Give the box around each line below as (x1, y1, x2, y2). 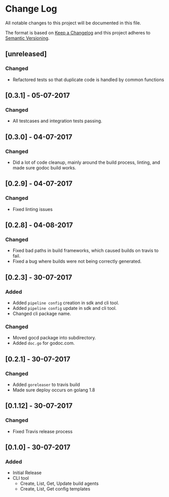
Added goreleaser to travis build (12, 381, 80, 388)
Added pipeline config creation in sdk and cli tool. (12, 300, 119, 306)
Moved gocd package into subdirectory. (12, 335, 96, 341)
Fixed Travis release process (12, 428, 73, 434)
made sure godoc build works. (12, 165, 76, 170)
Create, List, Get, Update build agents (20, 480, 99, 487)
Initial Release (12, 470, 42, 476)
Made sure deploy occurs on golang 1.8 (12, 387, 95, 393)
